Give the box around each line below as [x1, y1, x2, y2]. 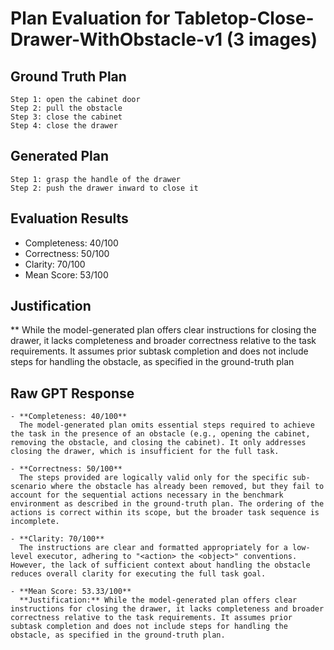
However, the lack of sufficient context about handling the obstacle [10, 560, 311, 571]
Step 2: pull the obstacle [10, 103, 123, 113]
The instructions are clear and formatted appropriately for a [19, 543, 288, 553]
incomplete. [10, 517, 60, 527]
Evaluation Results [10, 210, 129, 227]
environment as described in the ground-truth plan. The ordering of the [10, 499, 325, 509]
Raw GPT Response [10, 385, 135, 402]
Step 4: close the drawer [10, 121, 118, 131]
